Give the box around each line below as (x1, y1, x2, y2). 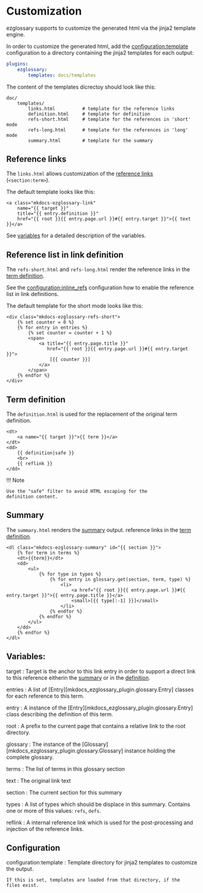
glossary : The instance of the (6, 740, 81, 748)
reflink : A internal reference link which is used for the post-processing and (6, 819, 193, 826)
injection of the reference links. (6, 825, 84, 832)
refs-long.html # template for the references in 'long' (28, 126, 188, 133)
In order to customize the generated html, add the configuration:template (6, 43, 188, 50)
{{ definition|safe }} (17, 450, 75, 456)
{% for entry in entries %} (17, 325, 88, 331)
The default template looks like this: (6, 188, 95, 196)
